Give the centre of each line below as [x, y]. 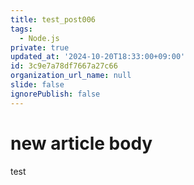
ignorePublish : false [55, 94]
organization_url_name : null [71, 76]
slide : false [37, 85]
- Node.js [39, 38]
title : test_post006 [53, 19]
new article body [81, 143]
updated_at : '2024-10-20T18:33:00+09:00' [98, 57]
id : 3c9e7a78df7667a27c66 [64, 66]
